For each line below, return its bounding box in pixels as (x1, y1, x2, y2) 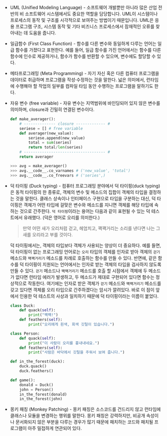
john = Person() (19, 387, 54, 392)
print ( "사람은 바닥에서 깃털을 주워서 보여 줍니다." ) (28, 350, 125, 355)
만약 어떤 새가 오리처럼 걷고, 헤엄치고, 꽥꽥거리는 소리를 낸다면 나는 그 (22, 225, 160, 231)
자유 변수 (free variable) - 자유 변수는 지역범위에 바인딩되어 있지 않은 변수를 (10, 100, 160, 106)
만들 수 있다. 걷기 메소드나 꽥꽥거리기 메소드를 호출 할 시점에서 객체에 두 (10, 268, 148, 274)
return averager (19, 154, 54, 159)
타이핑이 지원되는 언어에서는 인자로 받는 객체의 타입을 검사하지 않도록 (25, 261, 162, 267)
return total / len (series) (28, 145, 83, 150)
